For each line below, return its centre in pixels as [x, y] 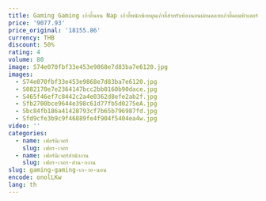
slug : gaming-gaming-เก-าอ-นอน [57, 170]
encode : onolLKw [35, 178]
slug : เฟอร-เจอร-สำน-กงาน [59, 163]
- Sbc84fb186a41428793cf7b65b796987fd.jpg [86, 112]
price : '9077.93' [37, 23]
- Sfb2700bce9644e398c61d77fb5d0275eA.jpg [86, 104]
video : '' [25, 126]
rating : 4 [25, 52]
